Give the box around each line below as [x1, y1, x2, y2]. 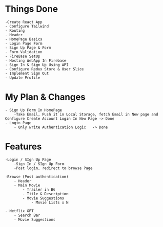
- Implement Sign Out [5, 71, 49, 76]
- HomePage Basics [5, 37, 42, 42]
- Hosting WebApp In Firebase [5, 58, 67, 63]
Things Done [5, 3, 58, 15]
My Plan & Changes [5, 91, 86, 103]
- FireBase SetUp [5, 54, 41, 59]
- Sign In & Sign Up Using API [5, 62, 69, 67]
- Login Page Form [5, 41, 42, 46]
